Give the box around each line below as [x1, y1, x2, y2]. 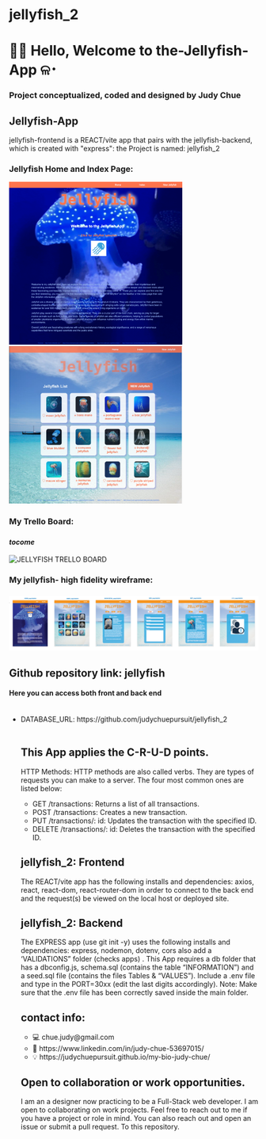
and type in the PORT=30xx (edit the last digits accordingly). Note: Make [20, 980, 258, 989]
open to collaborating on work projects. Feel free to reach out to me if [20, 1105, 248, 1114]
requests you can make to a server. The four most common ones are [20, 775, 245, 785]
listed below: [20, 783, 63, 793]
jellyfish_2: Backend [20, 916, 123, 930]
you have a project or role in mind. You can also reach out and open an [20, 1113, 252, 1122]
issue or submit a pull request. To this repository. [20, 1122, 180, 1131]
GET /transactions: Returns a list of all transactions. [32, 798, 200, 809]
